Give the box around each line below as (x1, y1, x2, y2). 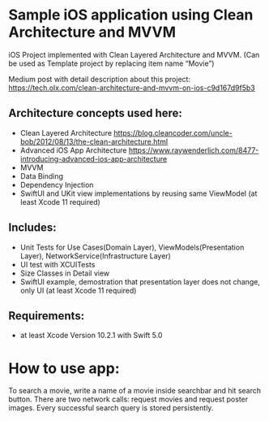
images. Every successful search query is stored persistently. (8, 403, 214, 413)
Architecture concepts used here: (8, 106, 182, 120)
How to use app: (8, 359, 120, 377)
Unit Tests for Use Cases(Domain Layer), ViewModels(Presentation (19, 242, 245, 252)
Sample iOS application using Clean (8, 6, 254, 24)
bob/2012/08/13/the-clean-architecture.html (19, 137, 169, 146)
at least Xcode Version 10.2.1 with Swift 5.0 (19, 331, 163, 341)
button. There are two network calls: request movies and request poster (8, 394, 249, 404)
